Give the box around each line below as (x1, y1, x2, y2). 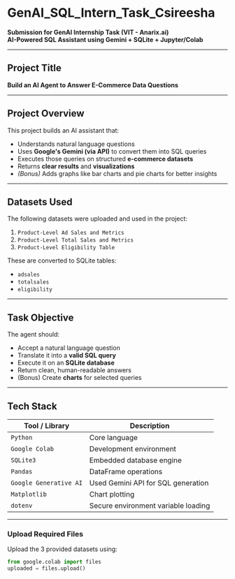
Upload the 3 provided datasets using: (7, 545, 117, 553)
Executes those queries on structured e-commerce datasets (17, 154, 194, 163)
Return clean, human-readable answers (17, 366, 131, 374)
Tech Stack (7, 400, 57, 412)
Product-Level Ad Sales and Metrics (17, 229, 124, 237)
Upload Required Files (7, 529, 84, 538)
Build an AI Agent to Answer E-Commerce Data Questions (7, 80, 178, 89)
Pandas (10, 468, 33, 476)
